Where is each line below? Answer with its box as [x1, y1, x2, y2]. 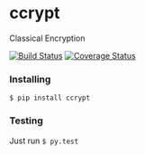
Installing [9, 73, 51, 85]
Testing [9, 114, 43, 127]
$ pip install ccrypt [9, 93, 91, 102]
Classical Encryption [9, 33, 86, 44]
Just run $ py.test [9, 135, 79, 146]
